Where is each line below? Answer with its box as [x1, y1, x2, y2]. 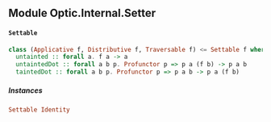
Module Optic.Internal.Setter [8, 6, 156, 20]
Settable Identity [8, 106, 70, 114]
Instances [8, 85, 43, 95]
